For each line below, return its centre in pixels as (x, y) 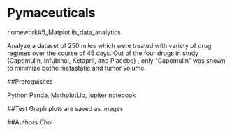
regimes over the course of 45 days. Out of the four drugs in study (103, 53)
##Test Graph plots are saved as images (65, 108)
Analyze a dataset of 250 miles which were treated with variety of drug (109, 45)
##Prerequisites (30, 81)
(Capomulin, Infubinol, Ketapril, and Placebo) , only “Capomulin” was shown (116, 60)
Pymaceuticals (51, 13)
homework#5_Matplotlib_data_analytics (64, 32)
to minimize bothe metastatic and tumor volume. (77, 68)
